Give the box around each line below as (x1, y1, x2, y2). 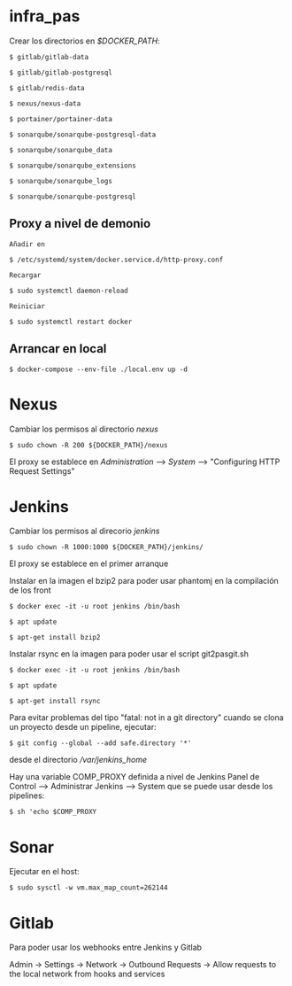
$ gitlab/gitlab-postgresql (9, 68, 113, 77)
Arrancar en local (9, 341, 107, 356)
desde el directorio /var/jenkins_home (9, 755, 148, 765)
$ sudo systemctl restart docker (9, 317, 133, 326)
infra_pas (9, 6, 81, 27)
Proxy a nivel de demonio (9, 216, 151, 231)
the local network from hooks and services (9, 968, 165, 980)
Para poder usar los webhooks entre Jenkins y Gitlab (9, 942, 202, 953)
